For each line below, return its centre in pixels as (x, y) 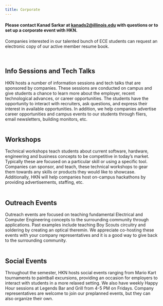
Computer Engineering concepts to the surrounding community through (77, 220)
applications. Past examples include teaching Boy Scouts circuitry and (75, 225)
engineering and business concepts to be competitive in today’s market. (77, 156)
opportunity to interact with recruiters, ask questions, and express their (76, 103)
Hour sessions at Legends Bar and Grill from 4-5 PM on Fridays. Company (80, 288)
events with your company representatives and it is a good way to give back (81, 235)
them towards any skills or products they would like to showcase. (70, 172)
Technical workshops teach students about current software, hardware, (77, 151)
